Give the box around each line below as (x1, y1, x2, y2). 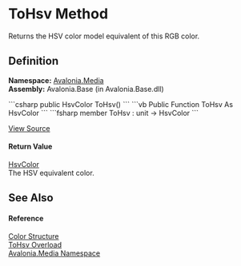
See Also (8, 191, 54, 204)
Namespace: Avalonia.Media (8, 75, 104, 85)
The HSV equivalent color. (8, 168, 94, 177)
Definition (8, 54, 58, 68)
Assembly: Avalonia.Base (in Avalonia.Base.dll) (8, 84, 164, 93)
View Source (8, 123, 50, 133)
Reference (8, 213, 44, 223)
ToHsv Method (8, 5, 109, 23)
